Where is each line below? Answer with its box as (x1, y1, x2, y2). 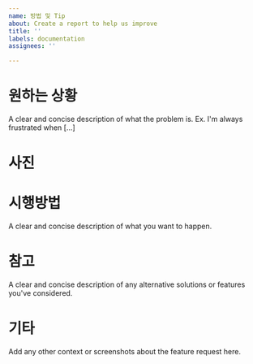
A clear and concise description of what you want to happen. (8, 221, 212, 232)
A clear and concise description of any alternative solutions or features (8, 279, 246, 289)
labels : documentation (8, 34, 85, 43)
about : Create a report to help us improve (8, 19, 158, 28)
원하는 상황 (8, 87, 78, 106)
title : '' (8, 27, 42, 35)
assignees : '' (8, 42, 57, 50)
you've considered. (8, 288, 73, 298)
